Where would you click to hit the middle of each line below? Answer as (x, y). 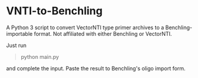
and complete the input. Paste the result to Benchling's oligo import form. (96, 68)
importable (19, 33)
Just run (16, 45)
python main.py (40, 57)
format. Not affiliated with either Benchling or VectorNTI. (103, 33)
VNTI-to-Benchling (54, 11)
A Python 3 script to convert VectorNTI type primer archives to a (85, 27)
